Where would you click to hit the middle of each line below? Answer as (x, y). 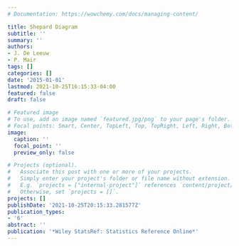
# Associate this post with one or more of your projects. (100, 172)
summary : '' (25, 40)
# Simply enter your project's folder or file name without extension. (119, 179)
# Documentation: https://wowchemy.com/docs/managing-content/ (103, 14)
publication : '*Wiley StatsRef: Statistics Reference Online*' (103, 232)
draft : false (27, 100)
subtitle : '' (27, 34)
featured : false (31, 93)
